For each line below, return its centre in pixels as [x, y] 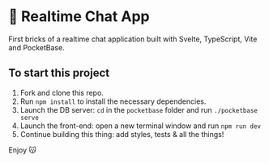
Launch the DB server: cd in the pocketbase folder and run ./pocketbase [139, 109]
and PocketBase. [36, 47]
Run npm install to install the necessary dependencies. [113, 101]
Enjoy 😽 [22, 150]
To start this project [59, 73]
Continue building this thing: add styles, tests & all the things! [122, 134]
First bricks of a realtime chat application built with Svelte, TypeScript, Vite [133, 39]
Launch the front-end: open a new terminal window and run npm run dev [141, 126]
